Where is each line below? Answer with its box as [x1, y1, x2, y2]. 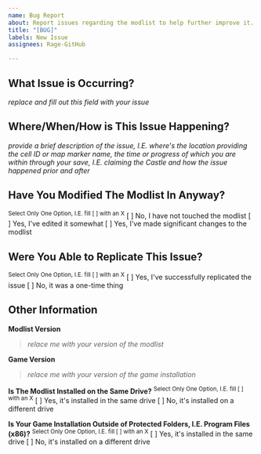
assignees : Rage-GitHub [8, 41, 86, 49]
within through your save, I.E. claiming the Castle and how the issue [8, 158, 228, 167]
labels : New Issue [8, 33, 68, 42]
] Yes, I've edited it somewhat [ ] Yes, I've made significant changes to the [8, 219, 248, 228]
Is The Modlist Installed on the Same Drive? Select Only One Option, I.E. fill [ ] [8, 385, 245, 396]
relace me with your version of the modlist [27, 339, 165, 349]
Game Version [8, 354, 56, 364]
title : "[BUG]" [8, 26, 58, 34]
